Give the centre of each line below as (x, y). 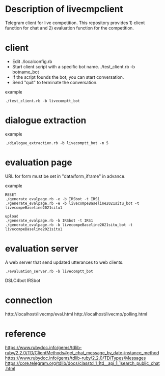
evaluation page (39, 162)
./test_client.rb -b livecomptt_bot (42, 101)
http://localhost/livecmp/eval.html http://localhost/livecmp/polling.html (76, 314)
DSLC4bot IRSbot (23, 280)
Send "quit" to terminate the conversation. (55, 82)
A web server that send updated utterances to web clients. (64, 262)
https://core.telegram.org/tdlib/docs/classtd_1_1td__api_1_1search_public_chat (82, 363)
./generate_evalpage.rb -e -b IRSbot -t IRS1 (52, 199)
